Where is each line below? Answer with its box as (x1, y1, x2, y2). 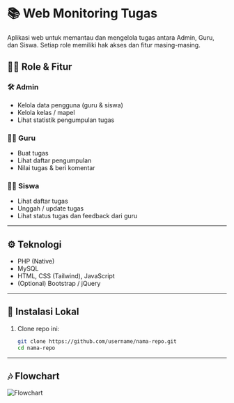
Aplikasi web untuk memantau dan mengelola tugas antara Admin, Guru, (7, 33, 214, 42)
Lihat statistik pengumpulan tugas (17, 116, 115, 124)
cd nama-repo (17, 344, 56, 351)
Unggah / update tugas (17, 204, 84, 213)
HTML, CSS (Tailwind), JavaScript (17, 272, 115, 280)
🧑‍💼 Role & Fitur (7, 61, 72, 73)
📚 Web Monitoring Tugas (7, 6, 158, 22)
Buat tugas (17, 149, 49, 157)
